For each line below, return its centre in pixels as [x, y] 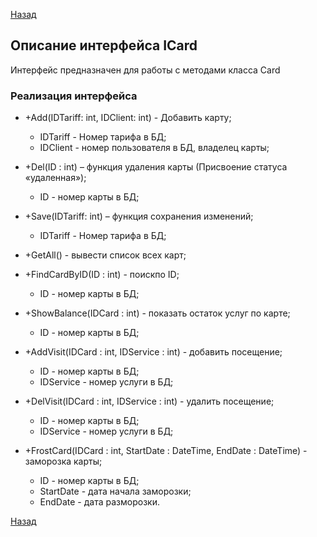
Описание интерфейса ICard [104, 45]
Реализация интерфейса [74, 96]
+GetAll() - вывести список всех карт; [105, 255]
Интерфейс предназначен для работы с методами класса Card [145, 70]
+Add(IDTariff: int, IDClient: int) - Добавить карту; [128, 118]
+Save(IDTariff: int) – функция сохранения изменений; [139, 216]
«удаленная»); [55, 178]
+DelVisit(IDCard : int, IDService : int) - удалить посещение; [149, 401]
